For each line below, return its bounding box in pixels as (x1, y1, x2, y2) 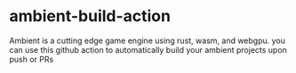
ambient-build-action (9, 6, 172, 26)
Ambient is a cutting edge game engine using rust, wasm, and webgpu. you (9, 35, 286, 46)
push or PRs (9, 54, 54, 64)
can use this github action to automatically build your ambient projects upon (9, 44, 287, 55)
